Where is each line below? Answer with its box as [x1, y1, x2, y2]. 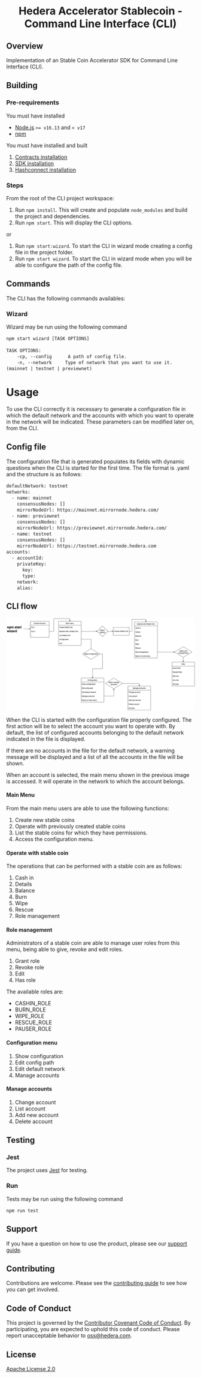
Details [14, 881, 32, 888]
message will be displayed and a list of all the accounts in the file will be [6, 753, 184, 760]
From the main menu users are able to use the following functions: [6, 804, 169, 812]
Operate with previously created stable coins [14, 822, 126, 830]
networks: [6, 489, 31, 495]
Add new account [14, 1111, 59, 1118]
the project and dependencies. [14, 212, 91, 220]
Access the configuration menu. [14, 835, 95, 842]
